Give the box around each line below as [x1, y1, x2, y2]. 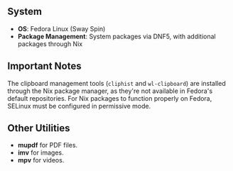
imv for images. [17, 148, 64, 157]
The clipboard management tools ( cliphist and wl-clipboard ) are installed [7, 79, 226, 87]
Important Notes [7, 60, 82, 72]
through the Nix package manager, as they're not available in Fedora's [7, 87, 213, 95]
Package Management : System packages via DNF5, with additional [17, 32, 216, 40]
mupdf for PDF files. [17, 141, 78, 150]
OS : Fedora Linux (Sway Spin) [17, 24, 106, 33]
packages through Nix [17, 39, 83, 48]
